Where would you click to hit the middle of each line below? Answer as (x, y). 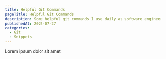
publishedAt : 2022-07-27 (31, 23)
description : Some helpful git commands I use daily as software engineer (84, 19)
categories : (17, 28)
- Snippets (21, 37)
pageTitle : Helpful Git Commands (40, 14)
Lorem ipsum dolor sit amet (33, 51)
